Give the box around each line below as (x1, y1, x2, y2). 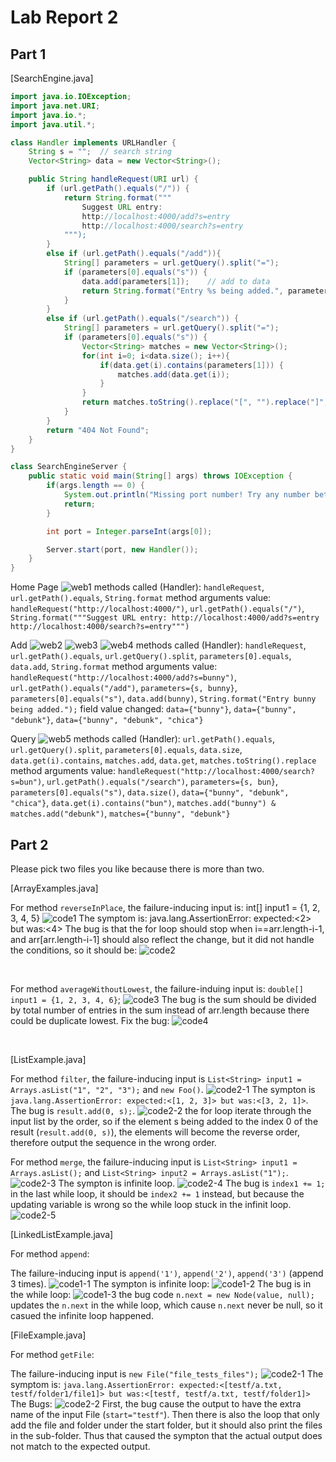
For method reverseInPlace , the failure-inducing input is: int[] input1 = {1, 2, (10, 901, 321, 913)
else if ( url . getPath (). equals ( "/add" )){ (46, 249, 222, 259)
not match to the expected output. (10, 1440, 151, 1452)
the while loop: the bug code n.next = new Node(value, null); (10, 1288, 315, 1300)
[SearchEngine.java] (10, 72, 94, 84)
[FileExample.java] (10, 1329, 87, 1341)
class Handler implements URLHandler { (10, 137, 177, 148)
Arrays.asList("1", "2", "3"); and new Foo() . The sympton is (10, 1083, 316, 1095)
